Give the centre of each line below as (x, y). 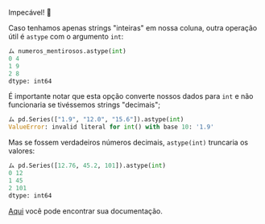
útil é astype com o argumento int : (66, 37)
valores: (22, 151)
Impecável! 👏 (30, 12)
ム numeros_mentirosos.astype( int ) (67, 51)
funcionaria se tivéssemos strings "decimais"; (85, 105)
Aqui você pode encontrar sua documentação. (85, 211)
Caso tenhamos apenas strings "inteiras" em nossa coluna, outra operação (133, 28)
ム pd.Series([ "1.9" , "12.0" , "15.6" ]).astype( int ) (96, 120)
